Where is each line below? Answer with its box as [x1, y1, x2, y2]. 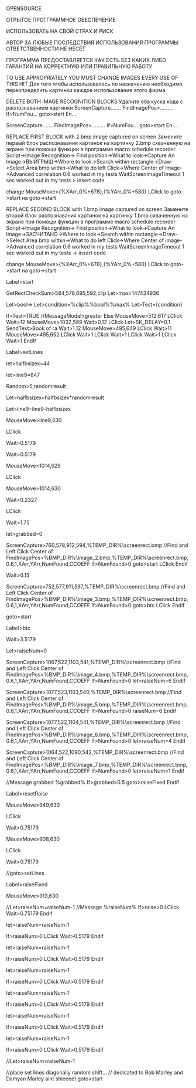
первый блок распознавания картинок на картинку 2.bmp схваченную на [6, 140, 191, 146]
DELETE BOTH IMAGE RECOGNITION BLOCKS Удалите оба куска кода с [6, 98, 183, 105]
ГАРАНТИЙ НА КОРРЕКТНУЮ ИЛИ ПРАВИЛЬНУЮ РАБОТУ [6, 63, 153, 70]
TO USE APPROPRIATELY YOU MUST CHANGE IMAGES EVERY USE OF [6, 74, 178, 81]
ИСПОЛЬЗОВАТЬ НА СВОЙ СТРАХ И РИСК [6, 28, 114, 35]
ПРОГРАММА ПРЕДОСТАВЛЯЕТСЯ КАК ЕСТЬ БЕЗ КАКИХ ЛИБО [6, 57, 167, 63]
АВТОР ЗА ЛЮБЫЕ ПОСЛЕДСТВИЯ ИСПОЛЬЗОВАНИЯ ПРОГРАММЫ [6, 39, 179, 46]
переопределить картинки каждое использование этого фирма [6, 87, 166, 93]
